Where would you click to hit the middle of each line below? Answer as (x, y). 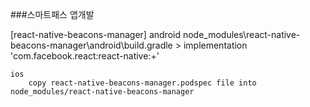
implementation (215, 45)
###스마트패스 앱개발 (52, 14)
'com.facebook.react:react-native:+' (85, 56)
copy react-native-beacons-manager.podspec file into (142, 83)
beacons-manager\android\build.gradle (91, 45)
